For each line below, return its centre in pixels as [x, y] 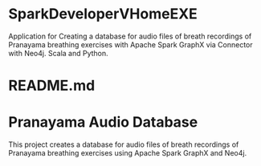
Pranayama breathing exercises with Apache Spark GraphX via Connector [130, 44]
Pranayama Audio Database [103, 122]
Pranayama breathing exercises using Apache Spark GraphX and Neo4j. [128, 153]
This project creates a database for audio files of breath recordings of [124, 144]
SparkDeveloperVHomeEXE [103, 14]
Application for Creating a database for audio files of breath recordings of [130, 36]
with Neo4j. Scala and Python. [58, 53]
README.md [52, 86]
